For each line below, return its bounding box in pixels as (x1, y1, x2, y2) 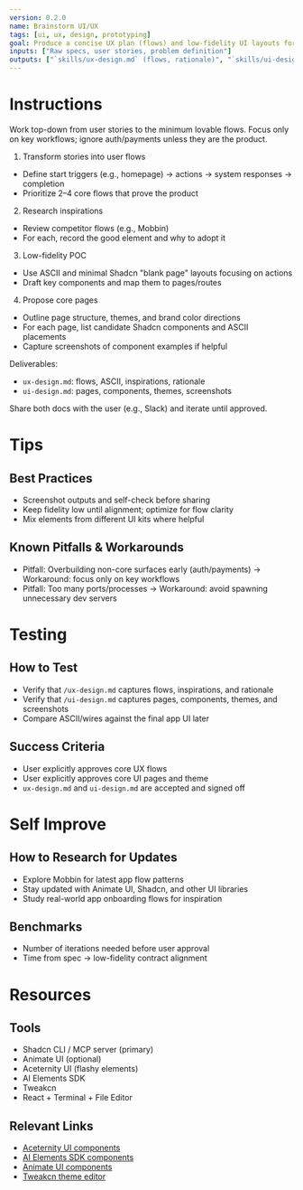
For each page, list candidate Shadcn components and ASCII (22, 322, 249, 333)
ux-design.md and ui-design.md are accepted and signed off (22, 782, 246, 793)
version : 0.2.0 (9, 13, 67, 23)
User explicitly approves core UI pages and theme (22, 773, 209, 783)
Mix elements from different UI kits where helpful (22, 513, 205, 524)
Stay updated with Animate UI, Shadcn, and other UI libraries (22, 883, 249, 895)
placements (22, 331, 67, 342)
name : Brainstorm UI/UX (9, 22, 99, 31)
